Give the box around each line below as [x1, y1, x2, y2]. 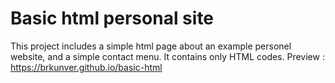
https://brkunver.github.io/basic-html [10, 61, 163, 73]
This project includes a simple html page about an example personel [10, 40, 292, 52]
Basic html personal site [10, 7, 215, 30]
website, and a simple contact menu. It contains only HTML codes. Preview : [10, 50, 325, 62]
